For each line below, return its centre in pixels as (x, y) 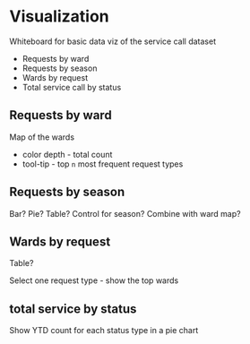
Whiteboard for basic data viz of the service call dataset (113, 41)
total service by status (73, 309)
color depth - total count (67, 154)
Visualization (59, 17)
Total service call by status (72, 87)
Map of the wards (42, 137)
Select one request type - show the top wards (94, 280)
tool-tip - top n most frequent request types (103, 164)
